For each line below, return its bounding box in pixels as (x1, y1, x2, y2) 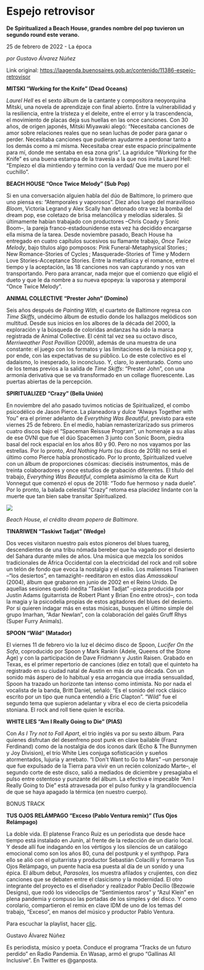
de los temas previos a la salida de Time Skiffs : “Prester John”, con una (6, 365, 185, 372)
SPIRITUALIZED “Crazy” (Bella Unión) (6, 389, 104, 397)
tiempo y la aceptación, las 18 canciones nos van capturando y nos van (6, 263, 186, 270)
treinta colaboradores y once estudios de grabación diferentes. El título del (6, 466, 194, 474)
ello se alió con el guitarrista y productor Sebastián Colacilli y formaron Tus (6, 856, 195, 863)
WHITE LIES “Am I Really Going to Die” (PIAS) (6, 718, 123, 725)
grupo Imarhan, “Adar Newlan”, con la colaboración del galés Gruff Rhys (6, 611, 187, 618)
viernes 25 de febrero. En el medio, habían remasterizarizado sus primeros (6, 421, 194, 428)
